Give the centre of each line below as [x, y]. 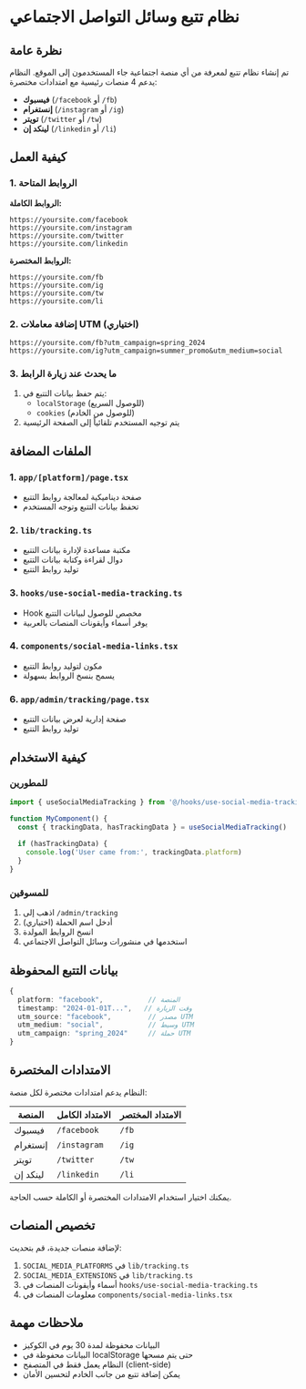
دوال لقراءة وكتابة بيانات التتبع [72, 560]
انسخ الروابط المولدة [58, 932]
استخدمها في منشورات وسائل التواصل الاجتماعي [105, 942]
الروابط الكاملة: [36, 203]
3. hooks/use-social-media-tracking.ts [96, 593]
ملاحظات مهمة [46, 1323]
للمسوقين [29, 893]
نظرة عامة [36, 51]
